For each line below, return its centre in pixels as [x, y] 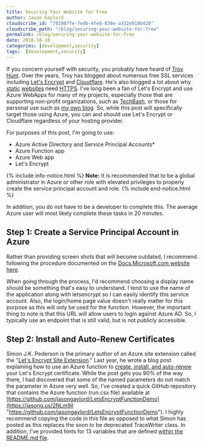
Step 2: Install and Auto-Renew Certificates [90, 339]
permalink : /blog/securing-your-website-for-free [71, 35]
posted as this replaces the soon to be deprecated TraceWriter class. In [96, 425]
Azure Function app [40, 150]
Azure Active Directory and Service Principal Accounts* [85, 144]
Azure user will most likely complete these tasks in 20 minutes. [85, 213]
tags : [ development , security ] [46, 52]
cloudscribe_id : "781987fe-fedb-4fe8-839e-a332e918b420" [80, 23]
